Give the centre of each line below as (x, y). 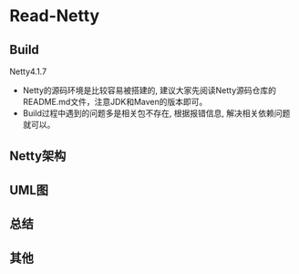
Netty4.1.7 (28, 71)
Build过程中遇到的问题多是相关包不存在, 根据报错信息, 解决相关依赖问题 (156, 113)
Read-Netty (55, 16)
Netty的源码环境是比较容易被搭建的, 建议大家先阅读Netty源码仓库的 (149, 90)
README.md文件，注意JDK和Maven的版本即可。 (115, 102)
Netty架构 (38, 156)
